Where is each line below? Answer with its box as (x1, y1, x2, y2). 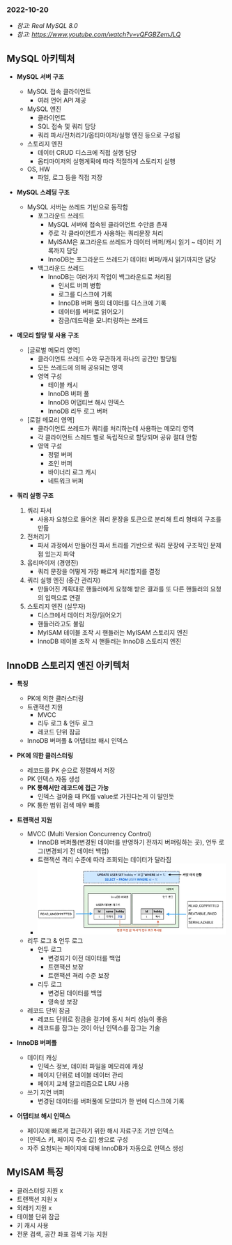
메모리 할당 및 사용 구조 (16, 331, 79, 340)
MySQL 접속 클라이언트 (26, 87, 91, 96)
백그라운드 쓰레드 (37, 264, 85, 273)
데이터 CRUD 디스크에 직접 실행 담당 (37, 149, 137, 157)
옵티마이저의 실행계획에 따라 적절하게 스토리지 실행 (37, 157, 176, 165)
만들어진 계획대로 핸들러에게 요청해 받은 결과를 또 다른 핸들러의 (37, 584, 209, 594)
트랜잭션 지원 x (16, 1195, 58, 1203)
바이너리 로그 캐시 (47, 468, 97, 476)
